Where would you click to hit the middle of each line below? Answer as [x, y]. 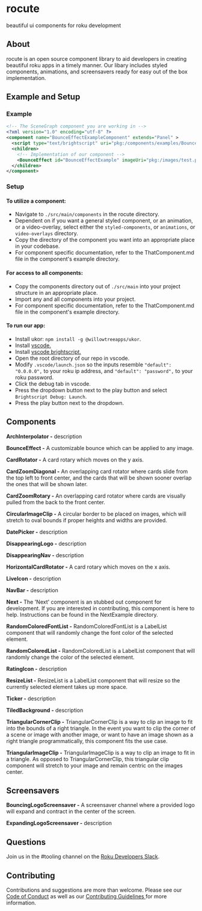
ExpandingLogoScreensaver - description [59, 823]
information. [21, 903]
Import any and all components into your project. [75, 299]
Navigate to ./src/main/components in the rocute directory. [87, 214]
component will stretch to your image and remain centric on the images [95, 765]
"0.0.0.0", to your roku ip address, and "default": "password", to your [104, 371]
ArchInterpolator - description [44, 436]
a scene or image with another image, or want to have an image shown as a [100, 734]
